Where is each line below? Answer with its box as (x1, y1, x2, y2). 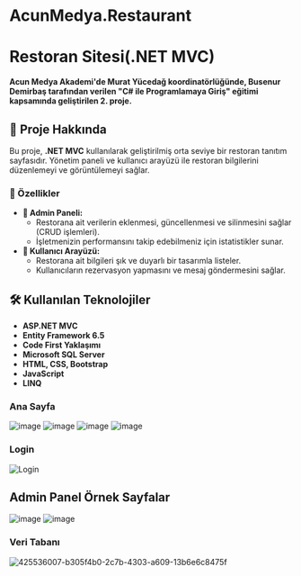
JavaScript (22, 368, 65, 379)
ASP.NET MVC (22, 320, 78, 331)
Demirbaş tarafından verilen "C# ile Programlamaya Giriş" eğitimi (9, 86, 259, 97)
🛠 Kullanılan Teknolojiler (9, 292, 151, 307)
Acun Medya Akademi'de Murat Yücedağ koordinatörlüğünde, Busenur (9, 76, 281, 87)
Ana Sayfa (9, 400, 56, 412)
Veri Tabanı (9, 536, 60, 549)
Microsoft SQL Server (22, 349, 105, 360)
